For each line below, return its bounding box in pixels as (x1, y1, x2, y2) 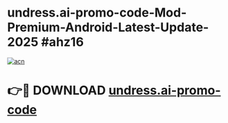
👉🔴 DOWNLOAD (7, 83, 106, 98)
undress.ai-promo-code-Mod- (7, 5, 187, 21)
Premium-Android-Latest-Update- (7, 19, 209, 35)
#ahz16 (41, 35, 85, 50)
